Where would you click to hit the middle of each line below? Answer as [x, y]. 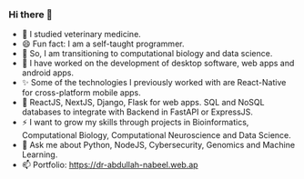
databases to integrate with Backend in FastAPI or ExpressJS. [137, 112]
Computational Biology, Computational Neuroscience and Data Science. [157, 135]
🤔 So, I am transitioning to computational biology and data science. [147, 54]
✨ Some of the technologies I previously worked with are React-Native [154, 83]
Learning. [40, 154]
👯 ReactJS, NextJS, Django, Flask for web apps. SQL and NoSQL [143, 103]
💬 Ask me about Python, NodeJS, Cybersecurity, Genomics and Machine [158, 145]
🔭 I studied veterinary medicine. [81, 35]
